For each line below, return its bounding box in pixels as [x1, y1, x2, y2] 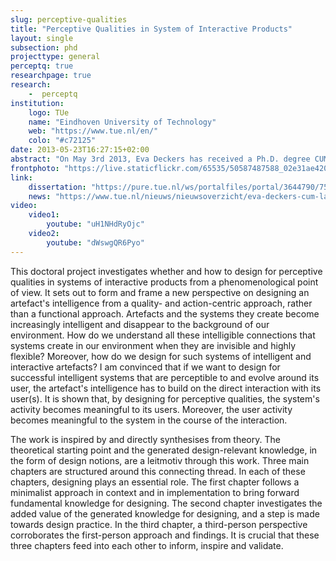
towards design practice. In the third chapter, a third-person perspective [10, 518, 308, 530]
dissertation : [28, 182, 87, 192]
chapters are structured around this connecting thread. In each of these [10, 465, 306, 477]
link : [10, 172, 33, 183]
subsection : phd [10, 42, 78, 53]
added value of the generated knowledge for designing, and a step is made [10, 507, 320, 520]
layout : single [10, 33, 74, 43]
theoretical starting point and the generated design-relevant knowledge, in [10, 444, 318, 456]
